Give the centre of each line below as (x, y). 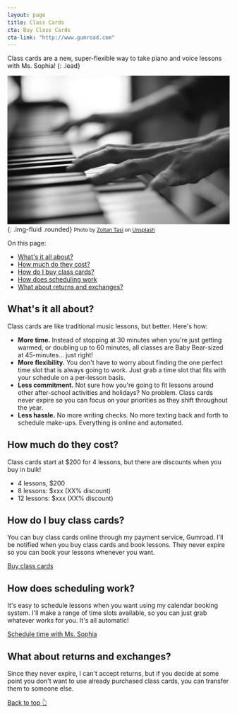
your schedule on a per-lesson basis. (71, 377)
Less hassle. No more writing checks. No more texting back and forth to (123, 415)
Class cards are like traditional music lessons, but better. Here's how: (108, 326)
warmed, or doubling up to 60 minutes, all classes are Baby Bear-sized (120, 347)
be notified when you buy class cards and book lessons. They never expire (116, 545)
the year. (30, 408)
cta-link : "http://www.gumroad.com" (61, 38)
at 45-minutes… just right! (55, 355)
